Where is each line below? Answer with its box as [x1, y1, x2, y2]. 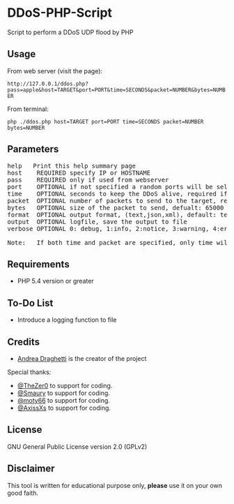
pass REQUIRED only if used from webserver [7, 176, 169, 184]
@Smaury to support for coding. [17, 389, 110, 397]
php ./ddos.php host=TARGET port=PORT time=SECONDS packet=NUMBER [7, 118, 204, 125]
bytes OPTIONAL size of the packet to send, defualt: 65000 [7, 204, 224, 212]
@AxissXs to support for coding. [17, 403, 111, 412]
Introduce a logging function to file [17, 316, 117, 324]
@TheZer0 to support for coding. [17, 382, 113, 390]
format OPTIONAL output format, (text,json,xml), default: [7, 211, 217, 218]
